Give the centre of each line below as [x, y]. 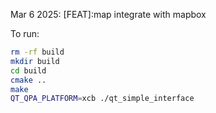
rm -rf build [37, 52]
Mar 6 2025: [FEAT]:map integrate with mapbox [108, 14]
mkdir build [35, 61]
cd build [28, 70]
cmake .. [28, 80]
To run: [25, 33]
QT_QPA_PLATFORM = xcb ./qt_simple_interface [102, 99]
